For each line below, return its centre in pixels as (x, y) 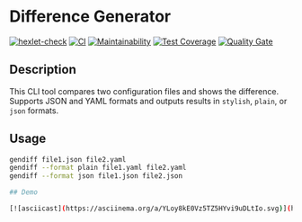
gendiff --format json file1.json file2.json (96, 176)
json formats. (34, 111)
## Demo (24, 192)
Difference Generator (90, 17)
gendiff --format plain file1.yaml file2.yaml (98, 168)
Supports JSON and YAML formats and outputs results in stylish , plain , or (148, 101)
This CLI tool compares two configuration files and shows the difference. (144, 91)
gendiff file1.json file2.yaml (68, 159)
